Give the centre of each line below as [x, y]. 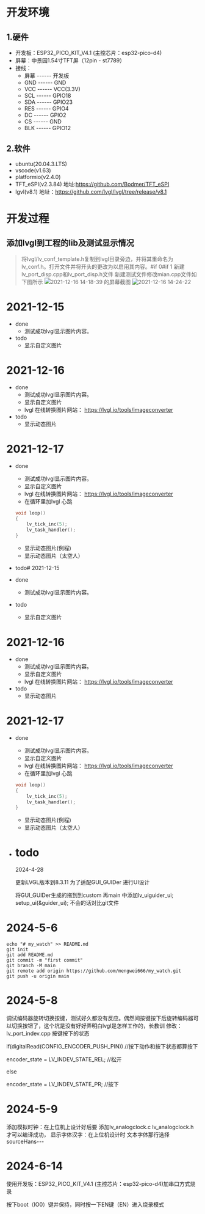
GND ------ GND [45, 82]
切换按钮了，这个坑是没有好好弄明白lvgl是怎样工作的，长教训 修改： [97, 1026]
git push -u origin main [38, 976]
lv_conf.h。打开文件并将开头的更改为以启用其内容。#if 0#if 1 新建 [103, 266]
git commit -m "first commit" [45, 960]
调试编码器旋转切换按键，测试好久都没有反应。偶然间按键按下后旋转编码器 [100, 1018]
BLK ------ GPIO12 [48, 128]
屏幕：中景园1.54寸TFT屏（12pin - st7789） [70, 60]
